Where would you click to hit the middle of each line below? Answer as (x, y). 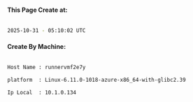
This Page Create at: (37, 10)
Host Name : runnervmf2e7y (47, 67)
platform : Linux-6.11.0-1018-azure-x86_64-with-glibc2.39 (97, 80)
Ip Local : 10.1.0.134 (42, 93)
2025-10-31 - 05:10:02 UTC (47, 31)
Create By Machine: (37, 46)
